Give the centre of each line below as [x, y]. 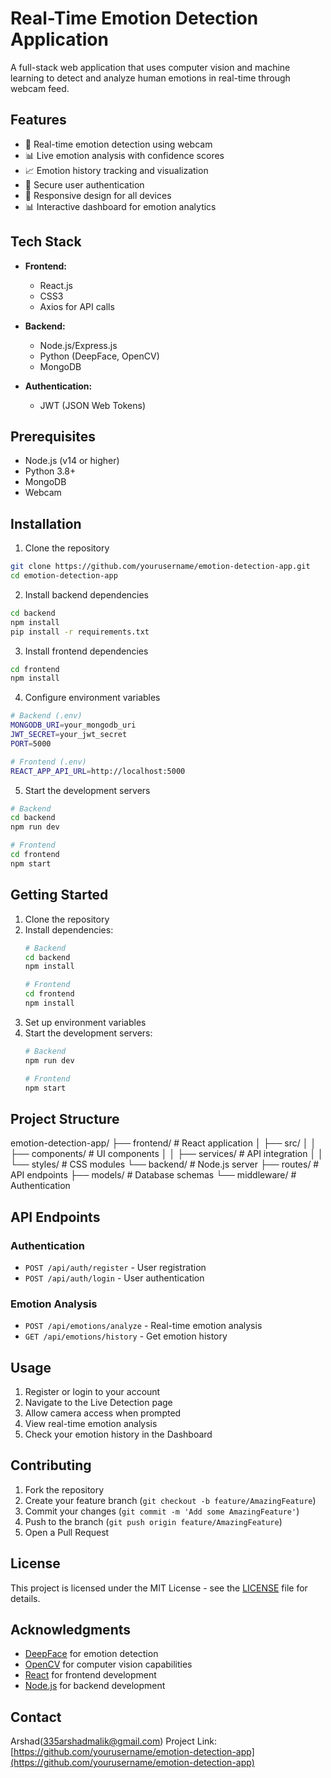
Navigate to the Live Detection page [98, 1402]
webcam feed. [40, 88]
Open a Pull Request [67, 1532]
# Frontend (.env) [48, 762]
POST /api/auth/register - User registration [115, 1267]
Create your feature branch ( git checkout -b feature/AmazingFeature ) [170, 1500]
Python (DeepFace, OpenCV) [99, 356]
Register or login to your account [92, 1391]
